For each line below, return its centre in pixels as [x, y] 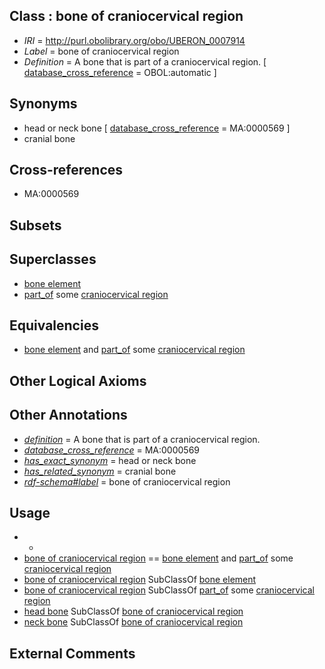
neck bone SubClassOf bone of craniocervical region [133, 622]
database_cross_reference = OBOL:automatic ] [120, 72]
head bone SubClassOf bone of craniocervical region [133, 611]
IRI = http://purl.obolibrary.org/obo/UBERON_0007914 [134, 40]
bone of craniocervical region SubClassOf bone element [140, 580]
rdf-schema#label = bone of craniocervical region [127, 481]
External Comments [72, 653]
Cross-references [66, 170]
